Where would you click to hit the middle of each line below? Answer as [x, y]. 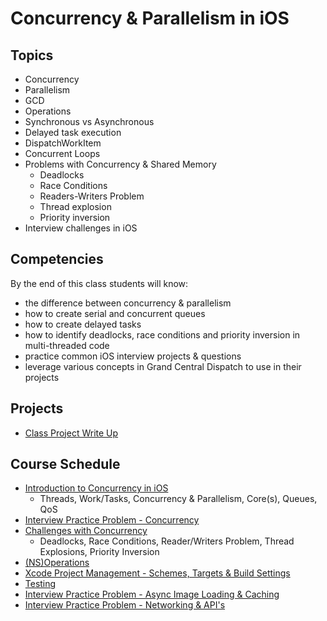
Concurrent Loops [62, 153]
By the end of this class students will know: [99, 283]
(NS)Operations [57, 563]
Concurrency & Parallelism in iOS [150, 18]
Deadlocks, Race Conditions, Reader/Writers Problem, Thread [167, 541]
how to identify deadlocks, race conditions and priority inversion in [162, 334]
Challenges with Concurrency [86, 531]
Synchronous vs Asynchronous [89, 121]
